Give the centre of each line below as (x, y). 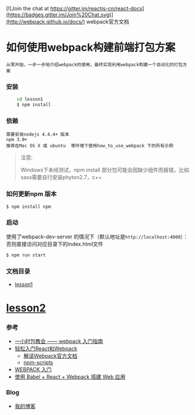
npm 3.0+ (17, 140)
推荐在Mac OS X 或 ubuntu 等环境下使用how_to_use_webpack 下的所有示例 (90, 146)
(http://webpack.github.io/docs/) (46, 22)
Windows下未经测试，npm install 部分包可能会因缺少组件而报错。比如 (105, 170)
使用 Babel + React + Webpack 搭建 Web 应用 (70, 377)
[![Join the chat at (28, 9)
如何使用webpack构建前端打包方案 (91, 48)
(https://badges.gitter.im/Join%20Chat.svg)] (60, 15)
